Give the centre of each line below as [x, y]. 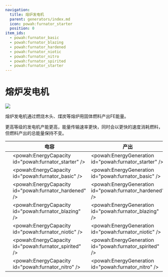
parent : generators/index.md [40, 19]
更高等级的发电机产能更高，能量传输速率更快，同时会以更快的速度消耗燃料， [84, 127]
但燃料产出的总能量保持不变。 [36, 133]
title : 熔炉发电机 [27, 15]
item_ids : [15, 33]
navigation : [17, 10]
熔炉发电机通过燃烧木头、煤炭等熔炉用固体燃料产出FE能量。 [67, 116]
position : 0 [22, 29]
